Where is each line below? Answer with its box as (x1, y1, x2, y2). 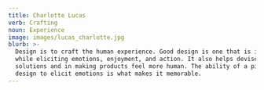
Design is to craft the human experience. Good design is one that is (15, 48, 251, 56)
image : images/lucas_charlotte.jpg (8, 33, 125, 41)
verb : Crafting (8, 19, 58, 27)
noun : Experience (8, 26, 65, 34)
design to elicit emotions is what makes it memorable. (15, 70, 202, 77)
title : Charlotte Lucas (8, 11, 86, 20)
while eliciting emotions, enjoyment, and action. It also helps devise (15, 56, 258, 63)
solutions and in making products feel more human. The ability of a (15, 63, 247, 70)
